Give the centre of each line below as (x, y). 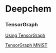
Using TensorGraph (25, 35)
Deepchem (28, 9)
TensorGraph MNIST (26, 45)
